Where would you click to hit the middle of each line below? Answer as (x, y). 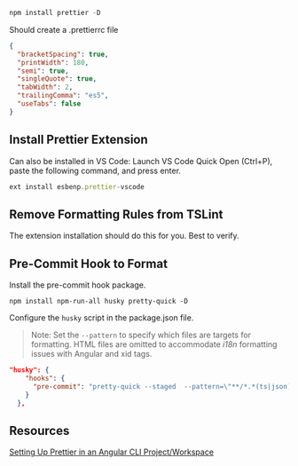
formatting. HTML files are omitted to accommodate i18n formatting (154, 344)
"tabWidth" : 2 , (45, 87)
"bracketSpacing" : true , (63, 54)
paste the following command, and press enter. (95, 170)
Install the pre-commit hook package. (78, 285)
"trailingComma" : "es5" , (63, 96)
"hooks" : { (45, 378)
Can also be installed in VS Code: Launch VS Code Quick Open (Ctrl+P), (141, 161)
